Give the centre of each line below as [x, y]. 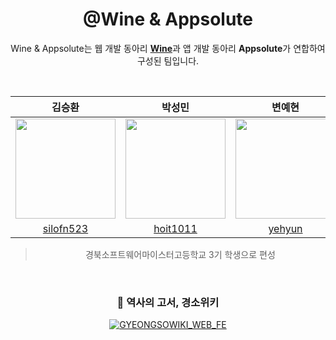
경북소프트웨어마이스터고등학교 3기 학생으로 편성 [180, 254]
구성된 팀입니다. [168, 60]
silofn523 [65, 228]
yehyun [285, 228]
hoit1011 [175, 228]
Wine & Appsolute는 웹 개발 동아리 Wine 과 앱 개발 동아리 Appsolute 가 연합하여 [168, 48]
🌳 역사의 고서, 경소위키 [168, 302]
